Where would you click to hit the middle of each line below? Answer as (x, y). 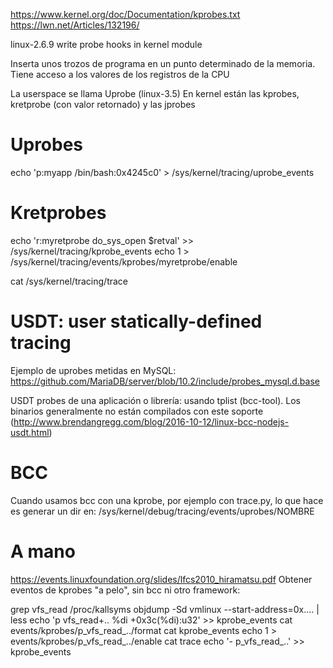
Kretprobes (58, 213)
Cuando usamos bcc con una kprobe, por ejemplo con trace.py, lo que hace (167, 500)
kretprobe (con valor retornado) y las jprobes (103, 104)
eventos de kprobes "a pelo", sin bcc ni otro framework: (125, 590)
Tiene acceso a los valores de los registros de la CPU (120, 74)
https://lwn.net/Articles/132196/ (75, 25)
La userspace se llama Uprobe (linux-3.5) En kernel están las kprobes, (155, 93)
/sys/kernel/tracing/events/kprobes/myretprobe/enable (124, 261)
